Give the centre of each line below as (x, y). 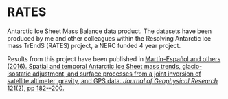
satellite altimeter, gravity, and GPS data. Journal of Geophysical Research (113, 80)
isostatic (19, 74)
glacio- (192, 66)
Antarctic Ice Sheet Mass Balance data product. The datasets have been (109, 31)
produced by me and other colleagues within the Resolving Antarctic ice (109, 38)
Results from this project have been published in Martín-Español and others (114, 58)
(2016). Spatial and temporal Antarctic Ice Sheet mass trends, (94, 66)
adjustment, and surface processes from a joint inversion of (116, 74)
